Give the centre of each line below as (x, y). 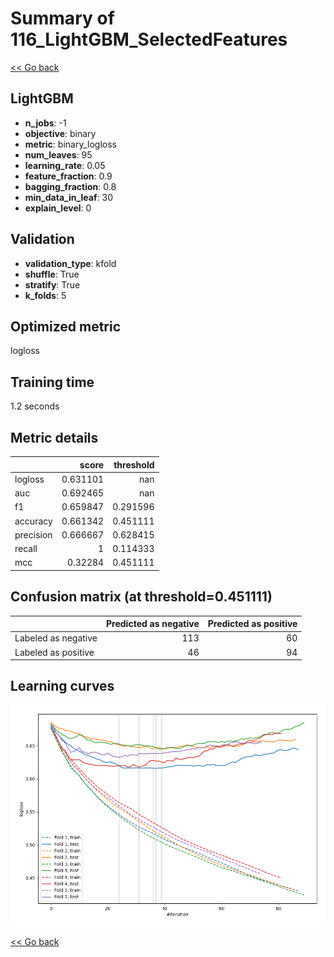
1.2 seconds (35, 406)
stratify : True (52, 284)
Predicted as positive (252, 624)
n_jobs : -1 (45, 123)
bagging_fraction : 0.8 (70, 186)
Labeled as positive (54, 652)
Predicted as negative (153, 624)
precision (33, 534)
